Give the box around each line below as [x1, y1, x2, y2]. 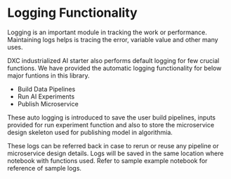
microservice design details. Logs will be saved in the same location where [7, 149, 224, 157]
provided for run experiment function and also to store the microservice [7, 120, 215, 129]
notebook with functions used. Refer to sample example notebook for [7, 156, 208, 165]
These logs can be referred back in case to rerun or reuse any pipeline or [7, 141, 219, 150]
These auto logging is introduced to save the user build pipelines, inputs [7, 113, 216, 122]
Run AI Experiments [17, 92, 75, 101]
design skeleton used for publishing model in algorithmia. [7, 128, 173, 136]
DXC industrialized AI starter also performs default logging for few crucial [7, 56, 220, 64]
